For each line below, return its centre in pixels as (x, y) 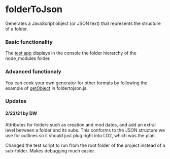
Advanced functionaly (33, 72)
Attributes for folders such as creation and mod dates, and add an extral (80, 124)
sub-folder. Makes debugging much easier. (50, 150)
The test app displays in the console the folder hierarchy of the (71, 53)
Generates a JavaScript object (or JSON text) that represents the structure (83, 23)
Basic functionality (29, 42)
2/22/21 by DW (21, 113)
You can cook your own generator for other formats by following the (76, 83)
